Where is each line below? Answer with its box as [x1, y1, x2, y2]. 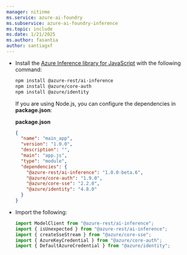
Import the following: [15, 208, 67, 216]
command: [15, 66, 42, 73]
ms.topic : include [6, 25, 53, 32]
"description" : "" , [21, 147, 70, 153]
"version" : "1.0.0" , [21, 141, 73, 148]
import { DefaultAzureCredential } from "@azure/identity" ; [15, 243, 171, 249]
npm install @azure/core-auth [15, 83, 92, 89]
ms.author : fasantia [6, 37, 59, 43]
